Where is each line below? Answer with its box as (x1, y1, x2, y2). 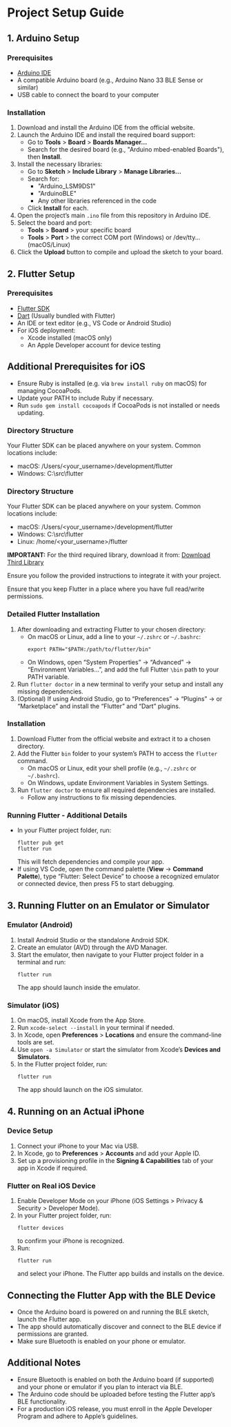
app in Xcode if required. (17, 1164, 88, 1172)
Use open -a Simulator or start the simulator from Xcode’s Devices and (17, 1046, 221, 1054)
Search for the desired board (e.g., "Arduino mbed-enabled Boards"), (27, 145, 224, 154)
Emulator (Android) (7, 920, 73, 930)
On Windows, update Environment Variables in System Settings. (27, 778, 209, 787)
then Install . (27, 153, 62, 161)
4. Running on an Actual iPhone (7, 1105, 145, 1117)
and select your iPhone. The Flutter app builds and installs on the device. (17, 1270, 224, 1278)
